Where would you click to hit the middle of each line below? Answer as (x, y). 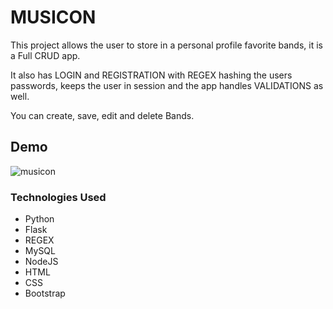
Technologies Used (58, 197)
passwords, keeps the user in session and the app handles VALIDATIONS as (167, 85)
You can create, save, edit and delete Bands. (102, 115)
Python (39, 219)
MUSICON (53, 17)
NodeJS (41, 262)
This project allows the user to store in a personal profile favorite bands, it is (166, 45)
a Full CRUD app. (45, 55)
